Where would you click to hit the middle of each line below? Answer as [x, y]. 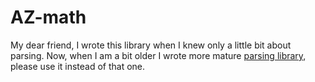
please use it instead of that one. [78, 66]
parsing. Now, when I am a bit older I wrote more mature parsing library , [158, 55]
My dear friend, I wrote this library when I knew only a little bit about [151, 45]
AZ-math [48, 17]
